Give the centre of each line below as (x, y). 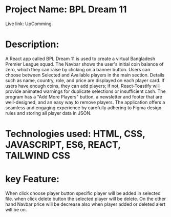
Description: (32, 44)
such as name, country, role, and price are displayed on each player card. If (85, 80)
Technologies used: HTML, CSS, (75, 134)
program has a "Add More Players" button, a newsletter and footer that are (84, 96)
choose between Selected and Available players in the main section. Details (85, 75)
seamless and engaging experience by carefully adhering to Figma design (83, 107)
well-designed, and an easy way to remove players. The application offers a (85, 102)
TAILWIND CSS (38, 156)
